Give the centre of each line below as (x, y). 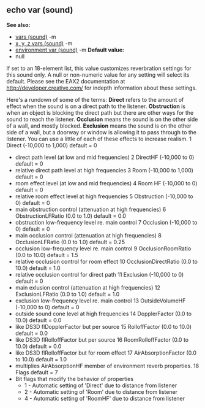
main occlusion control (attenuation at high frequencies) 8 (88, 235)
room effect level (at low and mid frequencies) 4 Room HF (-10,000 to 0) (106, 183)
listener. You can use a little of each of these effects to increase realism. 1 (99, 139)
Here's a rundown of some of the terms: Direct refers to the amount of (95, 99)
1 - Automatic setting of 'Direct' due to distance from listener (101, 385)
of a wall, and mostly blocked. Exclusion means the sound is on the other (99, 126)
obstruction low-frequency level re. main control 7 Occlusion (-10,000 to (106, 222)
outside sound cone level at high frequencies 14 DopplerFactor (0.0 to (103, 314)
